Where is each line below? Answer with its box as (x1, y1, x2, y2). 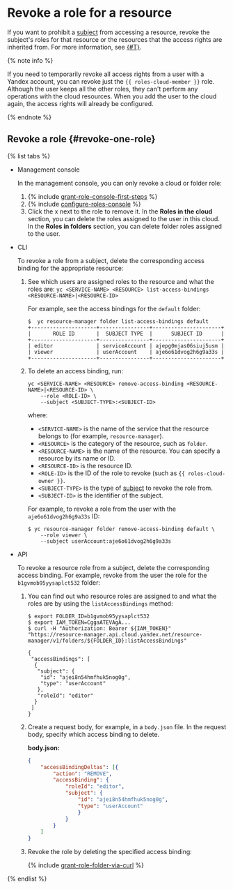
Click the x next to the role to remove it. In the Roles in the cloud (27, 207, 213, 216)
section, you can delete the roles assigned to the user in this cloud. (27, 214, 220, 223)
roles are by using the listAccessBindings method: (27, 599, 173, 608)
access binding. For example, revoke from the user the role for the (17, 571, 207, 579)
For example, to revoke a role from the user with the (27, 505, 176, 513)
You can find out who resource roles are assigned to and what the (27, 592, 217, 600)
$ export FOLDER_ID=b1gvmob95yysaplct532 (27, 613, 150, 620)
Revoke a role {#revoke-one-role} (7, 133, 156, 145)
